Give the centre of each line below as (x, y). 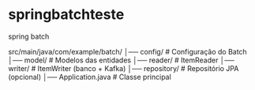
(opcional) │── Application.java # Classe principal (90, 77)
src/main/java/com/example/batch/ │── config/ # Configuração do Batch (127, 51)
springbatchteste (66, 15)
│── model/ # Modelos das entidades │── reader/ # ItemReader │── (122, 60)
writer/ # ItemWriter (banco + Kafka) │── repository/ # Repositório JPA (124, 68)
